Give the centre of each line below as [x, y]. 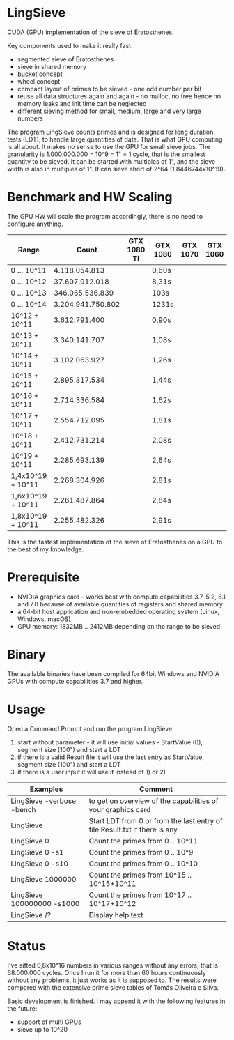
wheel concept [39, 81]
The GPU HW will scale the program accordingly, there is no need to [105, 216]
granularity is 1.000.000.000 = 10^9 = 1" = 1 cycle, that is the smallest [106, 154]
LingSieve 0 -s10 [39, 864]
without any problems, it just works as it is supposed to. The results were [112, 980]
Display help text [116, 915]
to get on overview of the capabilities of [154, 801]
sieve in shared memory [52, 66]
